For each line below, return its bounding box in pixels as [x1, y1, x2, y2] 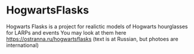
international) [6, 42, 39, 49]
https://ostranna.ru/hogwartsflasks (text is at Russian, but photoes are [6, 35, 178, 42]
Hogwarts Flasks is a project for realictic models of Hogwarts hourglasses [6, 23, 188, 30]
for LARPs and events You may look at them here [6, 29, 127, 36]
